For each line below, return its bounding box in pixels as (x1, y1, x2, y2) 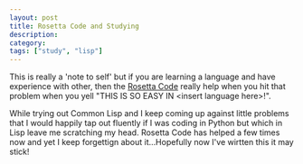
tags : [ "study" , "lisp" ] (9, 47, 103, 56)
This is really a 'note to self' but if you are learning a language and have (9, 71, 276, 82)
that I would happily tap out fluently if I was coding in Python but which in (9, 118, 283, 129)
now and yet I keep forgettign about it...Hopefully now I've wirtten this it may (9, 137, 294, 148)
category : (9, 38, 47, 48)
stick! (9, 146, 30, 158)
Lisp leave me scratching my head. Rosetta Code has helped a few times (9, 127, 280, 138)
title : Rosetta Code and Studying (9, 22, 140, 31)
